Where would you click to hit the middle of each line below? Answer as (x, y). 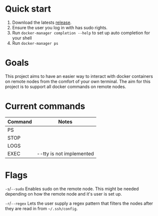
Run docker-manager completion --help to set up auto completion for (81, 33)
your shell (22, 38)
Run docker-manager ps (35, 43)
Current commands (45, 106)
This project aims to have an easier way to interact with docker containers (79, 76)
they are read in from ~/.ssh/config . (41, 208)
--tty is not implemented (65, 153)
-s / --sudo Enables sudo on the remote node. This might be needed (72, 189)
